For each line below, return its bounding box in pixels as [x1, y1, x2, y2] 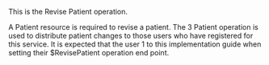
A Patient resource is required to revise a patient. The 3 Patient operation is [8, 22, 258, 31]
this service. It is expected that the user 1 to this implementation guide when [8, 39, 262, 49]
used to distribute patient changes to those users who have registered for [8, 31, 254, 40]
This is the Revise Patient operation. [8, 7, 128, 16]
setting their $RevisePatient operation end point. [8, 48, 170, 57]
